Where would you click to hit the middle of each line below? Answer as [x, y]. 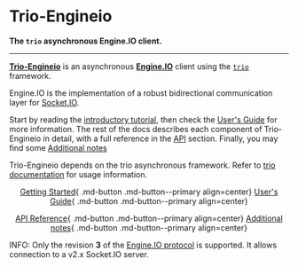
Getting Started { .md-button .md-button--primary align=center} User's [149, 192]
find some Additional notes [59, 147]
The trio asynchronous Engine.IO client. [86, 41]
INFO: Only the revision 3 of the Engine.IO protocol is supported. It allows [143, 245]
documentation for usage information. [78, 174]
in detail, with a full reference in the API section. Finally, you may [161, 138]
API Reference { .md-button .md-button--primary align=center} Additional [149, 218]
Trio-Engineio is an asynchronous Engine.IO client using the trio [129, 66]
